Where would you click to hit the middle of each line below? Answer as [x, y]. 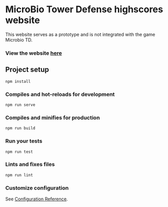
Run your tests [24, 141]
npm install [18, 81]
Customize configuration [37, 188]
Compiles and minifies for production [52, 118]
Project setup [27, 70]
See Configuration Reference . [37, 199]
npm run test [19, 152]
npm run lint [19, 175]
